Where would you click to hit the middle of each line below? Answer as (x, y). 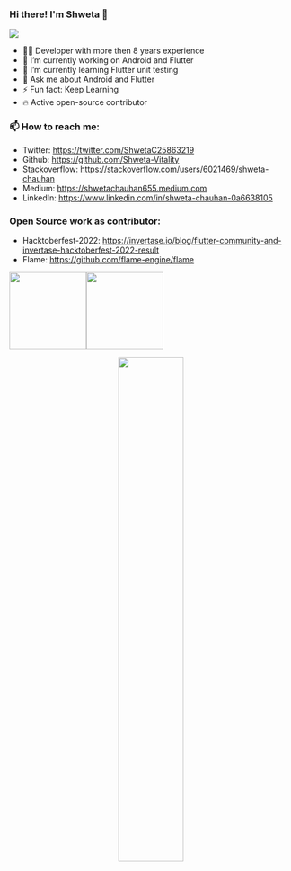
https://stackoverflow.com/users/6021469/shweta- (175, 169)
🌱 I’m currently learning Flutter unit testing (100, 70)
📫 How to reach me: (55, 127)
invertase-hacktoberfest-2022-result (91, 250)
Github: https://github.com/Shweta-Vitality (101, 159)
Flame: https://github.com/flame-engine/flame (108, 259)
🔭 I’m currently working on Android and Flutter (108, 60)
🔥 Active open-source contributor (85, 102)
